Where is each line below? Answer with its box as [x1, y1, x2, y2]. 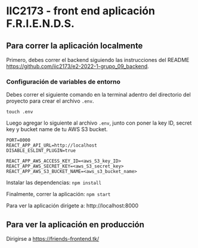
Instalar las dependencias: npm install [6, 179, 102, 186]
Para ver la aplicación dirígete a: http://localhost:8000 [6, 202, 139, 209]
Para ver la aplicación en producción [6, 219, 144, 230]
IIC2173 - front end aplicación [6, 4, 155, 18]
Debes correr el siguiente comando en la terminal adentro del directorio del [6, 91, 191, 98]
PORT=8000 [6, 137, 31, 144]
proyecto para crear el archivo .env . [6, 97, 94, 105]
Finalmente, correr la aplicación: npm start [6, 191, 111, 198]
